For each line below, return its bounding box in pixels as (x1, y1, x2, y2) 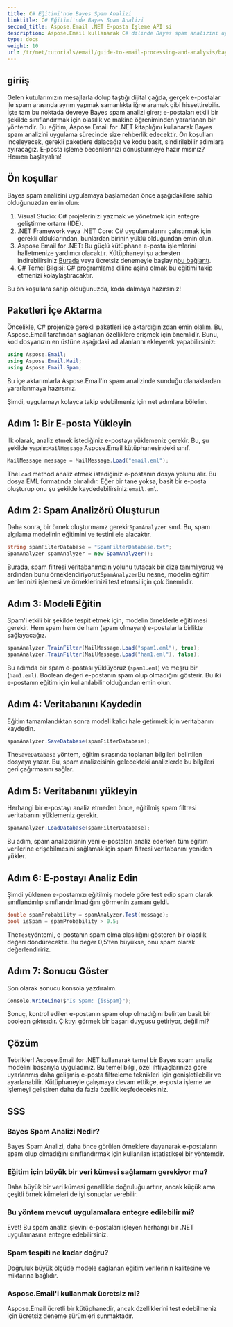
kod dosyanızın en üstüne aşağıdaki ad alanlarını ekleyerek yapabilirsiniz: (7, 338, 216, 346)
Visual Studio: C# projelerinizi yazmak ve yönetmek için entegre (17, 211, 200, 220)
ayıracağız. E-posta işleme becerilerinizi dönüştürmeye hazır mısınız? (7, 145, 205, 153)
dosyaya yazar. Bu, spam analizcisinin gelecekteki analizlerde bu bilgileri (7, 757, 214, 766)
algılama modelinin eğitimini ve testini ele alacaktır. (7, 530, 152, 539)
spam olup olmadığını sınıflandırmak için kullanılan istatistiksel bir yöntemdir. (7, 1149, 225, 1158)
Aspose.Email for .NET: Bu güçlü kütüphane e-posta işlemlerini (17, 241, 197, 250)
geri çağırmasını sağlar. (7, 765, 74, 773)
